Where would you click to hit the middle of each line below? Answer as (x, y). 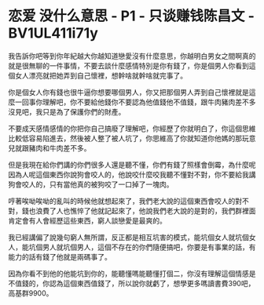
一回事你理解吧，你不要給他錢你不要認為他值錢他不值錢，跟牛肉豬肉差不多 (135, 102)
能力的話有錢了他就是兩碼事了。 (60, 256)
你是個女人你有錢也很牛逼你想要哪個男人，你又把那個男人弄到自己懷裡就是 (128, 92)
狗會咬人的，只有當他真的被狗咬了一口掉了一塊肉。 (91, 184)
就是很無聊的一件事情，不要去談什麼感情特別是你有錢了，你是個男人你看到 (128, 65)
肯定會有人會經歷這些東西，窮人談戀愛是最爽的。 (87, 220)
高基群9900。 (31, 293)
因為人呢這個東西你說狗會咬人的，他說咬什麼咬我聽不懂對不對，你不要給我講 (132, 174)
